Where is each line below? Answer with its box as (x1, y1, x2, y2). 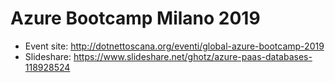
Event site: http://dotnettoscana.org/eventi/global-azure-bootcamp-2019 (24, 40, 325, 52)
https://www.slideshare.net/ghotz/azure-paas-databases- (73, 50, 313, 62)
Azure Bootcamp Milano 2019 (10, 7, 261, 30)
